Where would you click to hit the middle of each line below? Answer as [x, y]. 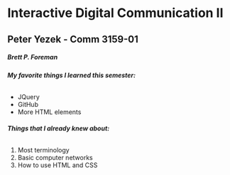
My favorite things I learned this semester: [72, 75]
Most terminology [43, 150]
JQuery [29, 97]
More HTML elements [49, 112]
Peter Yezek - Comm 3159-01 [73, 39]
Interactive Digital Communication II [115, 13]
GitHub [28, 105]
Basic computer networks [55, 158]
